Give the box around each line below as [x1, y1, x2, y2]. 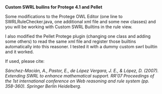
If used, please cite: [5, 58, 45, 64]
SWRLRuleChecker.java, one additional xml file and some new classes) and [5, 19, 156, 24]
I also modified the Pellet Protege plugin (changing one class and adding [5, 34, 151, 39]
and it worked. [5, 49, 34, 55]
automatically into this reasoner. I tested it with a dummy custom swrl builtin [5, 44, 158, 49]
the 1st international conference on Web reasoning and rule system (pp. [5, 78, 150, 84]
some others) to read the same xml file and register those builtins [5, 38, 136, 44]
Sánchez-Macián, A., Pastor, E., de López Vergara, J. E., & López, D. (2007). [5, 68, 159, 74]
